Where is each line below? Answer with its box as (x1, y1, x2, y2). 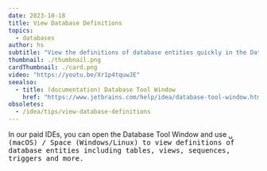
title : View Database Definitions (8, 19, 123, 27)
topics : (8, 26, 34, 34)
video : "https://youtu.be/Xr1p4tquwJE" (8, 71, 141, 79)
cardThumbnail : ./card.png (8, 64, 98, 72)
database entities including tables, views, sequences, (8, 146, 230, 155)
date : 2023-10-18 (8, 11, 66, 20)
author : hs (8, 41, 44, 49)
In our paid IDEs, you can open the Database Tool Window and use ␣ (8, 130, 233, 139)
